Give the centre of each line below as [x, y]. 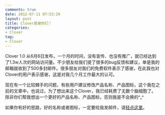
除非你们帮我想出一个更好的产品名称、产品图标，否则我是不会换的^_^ [74, 97]
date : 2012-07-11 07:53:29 [33, 14]
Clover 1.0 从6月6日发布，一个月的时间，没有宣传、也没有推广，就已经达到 [81, 56]
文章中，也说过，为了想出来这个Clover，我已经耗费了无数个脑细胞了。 [85, 91]
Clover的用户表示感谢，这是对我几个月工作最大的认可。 [61, 74]
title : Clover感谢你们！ [29, 23]
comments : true [21, 10]
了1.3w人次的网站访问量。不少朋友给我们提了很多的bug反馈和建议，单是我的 [82, 62]
